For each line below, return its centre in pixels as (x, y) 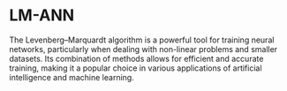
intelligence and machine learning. (72, 77)
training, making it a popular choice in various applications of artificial (136, 68)
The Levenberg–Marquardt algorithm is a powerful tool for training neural (142, 40)
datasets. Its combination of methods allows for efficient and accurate (136, 58)
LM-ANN (42, 15)
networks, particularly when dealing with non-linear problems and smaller (143, 49)
